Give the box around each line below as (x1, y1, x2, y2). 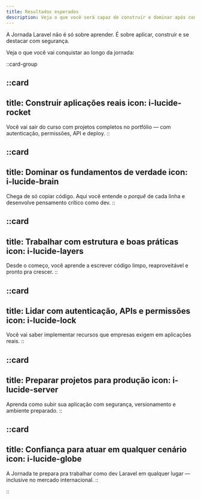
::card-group (6, 60, 38, 68)
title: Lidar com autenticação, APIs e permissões (6, 306, 191, 316)
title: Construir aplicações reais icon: (6, 98, 147, 108)
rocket (6, 107, 31, 117)
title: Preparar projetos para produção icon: (6, 375, 171, 386)
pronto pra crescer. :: (6, 268, 58, 275)
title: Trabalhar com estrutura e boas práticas (6, 237, 179, 247)
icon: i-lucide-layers (6, 246, 84, 256)
